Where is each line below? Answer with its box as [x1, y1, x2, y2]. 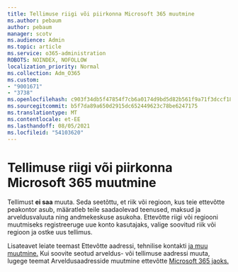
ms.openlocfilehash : [7, 96, 69, 103]
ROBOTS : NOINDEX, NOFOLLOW [7, 57, 87, 64]
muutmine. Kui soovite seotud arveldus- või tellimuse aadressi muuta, [7, 249, 210, 258]
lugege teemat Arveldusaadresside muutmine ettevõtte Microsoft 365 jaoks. [7, 256, 229, 266]
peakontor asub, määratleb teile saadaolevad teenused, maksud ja [7, 205, 201, 214]
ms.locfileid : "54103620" [7, 129, 84, 136]
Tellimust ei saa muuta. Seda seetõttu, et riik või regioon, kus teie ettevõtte [7, 198, 225, 206]
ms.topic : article [7, 43, 62, 50]
